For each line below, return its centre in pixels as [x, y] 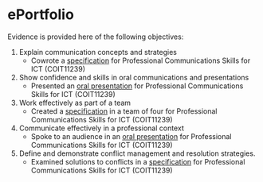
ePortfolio [41, 15]
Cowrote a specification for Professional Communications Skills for [141, 60]
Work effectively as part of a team [75, 103]
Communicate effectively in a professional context [101, 128]
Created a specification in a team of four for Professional [124, 111]
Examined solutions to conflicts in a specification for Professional [138, 161]
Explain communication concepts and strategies [98, 52]
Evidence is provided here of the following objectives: [96, 37]
